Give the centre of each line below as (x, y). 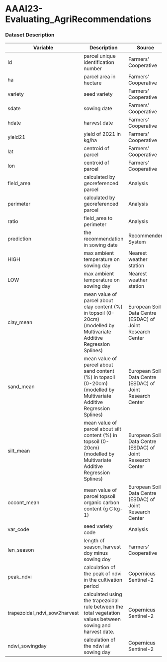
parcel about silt (103, 429)
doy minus (96, 553)
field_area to (98, 219)
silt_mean (19, 451)
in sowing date (101, 245)
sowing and (97, 626)
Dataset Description (30, 35)
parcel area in (100, 77)
